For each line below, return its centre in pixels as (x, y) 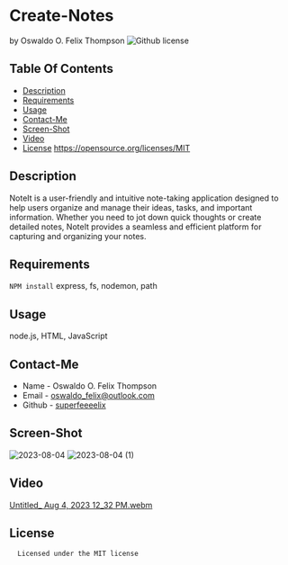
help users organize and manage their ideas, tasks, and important (131, 207)
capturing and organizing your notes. (78, 236)
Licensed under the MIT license (78, 554)
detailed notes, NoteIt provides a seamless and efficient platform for (135, 227)
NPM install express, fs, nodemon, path (83, 286)
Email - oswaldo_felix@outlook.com (88, 395)
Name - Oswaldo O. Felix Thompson (90, 386)
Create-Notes (62, 16)
